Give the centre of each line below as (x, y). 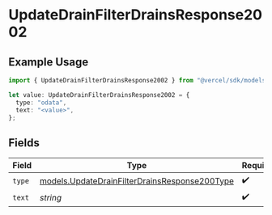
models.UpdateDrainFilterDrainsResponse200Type (137, 181)
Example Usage (49, 62)
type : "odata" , (41, 103)
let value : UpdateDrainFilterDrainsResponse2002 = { (99, 95)
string (51, 197)
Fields (24, 143)
